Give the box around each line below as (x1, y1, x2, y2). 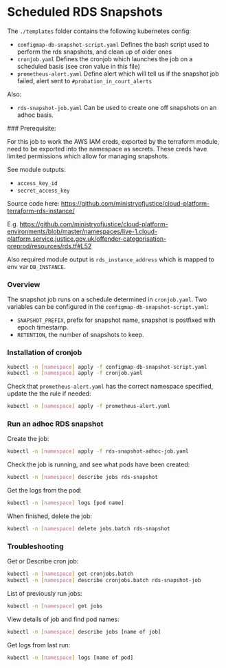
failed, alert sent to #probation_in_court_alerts (16, 76, 152, 85)
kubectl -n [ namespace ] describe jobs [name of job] (7, 628, 161, 635)
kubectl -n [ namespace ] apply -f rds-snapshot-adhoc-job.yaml (7, 448, 189, 455)
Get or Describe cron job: (7, 557, 79, 565)
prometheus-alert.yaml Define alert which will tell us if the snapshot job (16, 69, 220, 78)
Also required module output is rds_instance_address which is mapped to (7, 255, 215, 263)
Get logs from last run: (7, 640, 71, 649)
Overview (7, 279, 41, 289)
